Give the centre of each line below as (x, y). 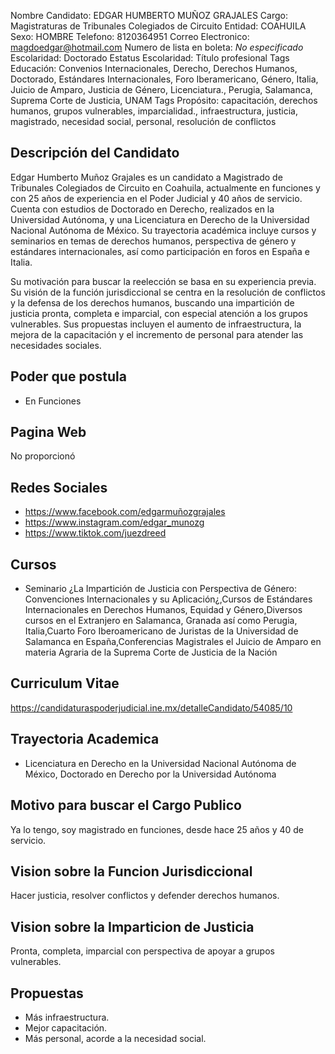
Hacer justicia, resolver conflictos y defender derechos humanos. (145, 896)
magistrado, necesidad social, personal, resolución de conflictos (143, 121)
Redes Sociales (59, 487)
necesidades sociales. (56, 345)
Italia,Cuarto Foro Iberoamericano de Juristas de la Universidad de (161, 631)
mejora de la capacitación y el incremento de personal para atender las (157, 334)
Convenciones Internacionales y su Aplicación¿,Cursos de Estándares (168, 599)
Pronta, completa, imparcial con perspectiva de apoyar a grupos (142, 951)
